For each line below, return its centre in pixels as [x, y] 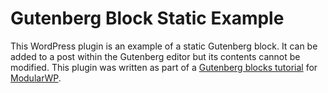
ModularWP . [36, 78]
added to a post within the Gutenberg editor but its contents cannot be [155, 56]
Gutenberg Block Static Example [147, 18]
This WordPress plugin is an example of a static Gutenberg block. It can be [164, 46]
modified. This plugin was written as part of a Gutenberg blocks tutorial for [164, 67]
